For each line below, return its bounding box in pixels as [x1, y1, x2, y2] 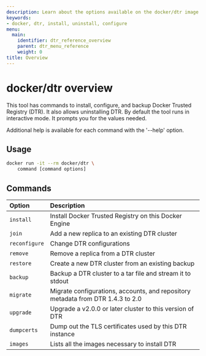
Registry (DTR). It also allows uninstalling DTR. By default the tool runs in [6, 108, 190, 115]
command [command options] [17, 166, 86, 172]
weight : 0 [17, 49, 43, 55]
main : [12, 32, 26, 38]
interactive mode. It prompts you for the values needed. [6, 114, 147, 122]
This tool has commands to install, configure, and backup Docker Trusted [6, 101, 192, 109]
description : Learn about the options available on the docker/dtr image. [6, 9, 202, 15]
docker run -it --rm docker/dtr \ [6, 160, 95, 166]
